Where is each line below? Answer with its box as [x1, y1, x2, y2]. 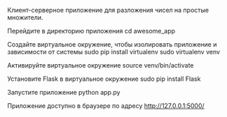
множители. [7, 13, 43, 22]
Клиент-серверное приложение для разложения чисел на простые [7, 6, 209, 14]
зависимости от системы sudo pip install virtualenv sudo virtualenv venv [7, 48, 221, 56]
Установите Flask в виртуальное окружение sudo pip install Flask [7, 75, 201, 83]
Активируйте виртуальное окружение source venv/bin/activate [7, 61, 194, 69]
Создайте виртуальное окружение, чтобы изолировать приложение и [7, 40, 217, 48]
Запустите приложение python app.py [7, 88, 121, 96]
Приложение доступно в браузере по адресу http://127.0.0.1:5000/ [7, 102, 205, 110]
